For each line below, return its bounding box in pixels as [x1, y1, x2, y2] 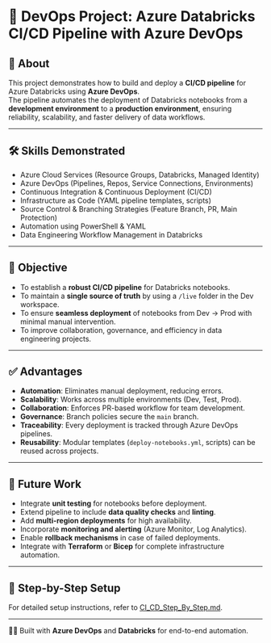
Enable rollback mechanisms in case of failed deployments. [19, 533, 220, 543]
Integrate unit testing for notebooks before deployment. [19, 498, 207, 508]
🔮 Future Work [8, 477, 82, 491]
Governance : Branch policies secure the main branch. [19, 412, 199, 422]
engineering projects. [19, 334, 91, 343]
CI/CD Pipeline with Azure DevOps [8, 24, 244, 43]
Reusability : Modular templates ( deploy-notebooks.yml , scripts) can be [19, 438, 256, 448]
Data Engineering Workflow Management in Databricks [19, 229, 203, 239]
